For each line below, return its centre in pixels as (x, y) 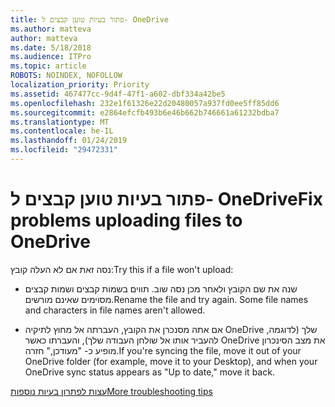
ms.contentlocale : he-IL (62, 131)
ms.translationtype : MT (60, 122)
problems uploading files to (126, 220)
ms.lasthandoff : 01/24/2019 (69, 141)
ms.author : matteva (51, 29)
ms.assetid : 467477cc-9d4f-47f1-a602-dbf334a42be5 (118, 94)
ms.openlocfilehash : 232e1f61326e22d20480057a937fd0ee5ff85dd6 (145, 103)
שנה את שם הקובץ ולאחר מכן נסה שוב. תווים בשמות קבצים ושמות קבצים (161, 288)
